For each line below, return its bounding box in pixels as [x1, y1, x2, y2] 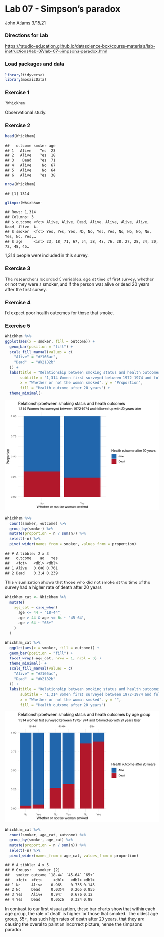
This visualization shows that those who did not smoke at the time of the [5, 580, 150, 585]
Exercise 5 [5, 322, 31, 329]
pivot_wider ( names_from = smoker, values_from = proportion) [9, 542, 137, 547]
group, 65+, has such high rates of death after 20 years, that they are [5, 916, 144, 922]
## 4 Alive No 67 [5, 163, 56, 168]
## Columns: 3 [5, 215, 34, 220]
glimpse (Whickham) [5, 200, 42, 205]
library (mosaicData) [5, 77, 47, 82]
